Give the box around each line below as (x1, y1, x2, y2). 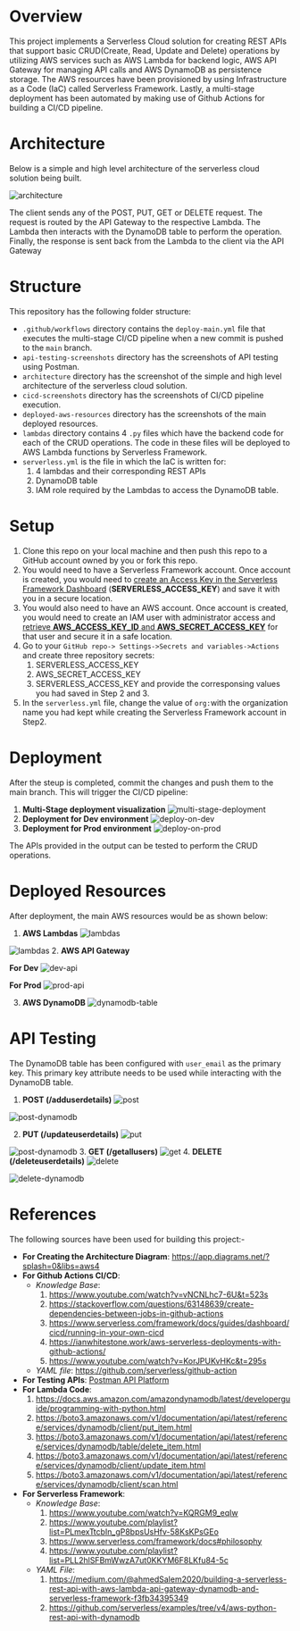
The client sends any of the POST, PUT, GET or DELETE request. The (9, 207, 263, 218)
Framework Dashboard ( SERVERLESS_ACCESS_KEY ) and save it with (21, 583, 280, 594)
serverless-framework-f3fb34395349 (48, 1593, 189, 1603)
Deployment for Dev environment (21, 813, 149, 824)
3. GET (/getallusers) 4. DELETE (79, 1146, 222, 1157)
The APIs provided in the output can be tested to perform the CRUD (9, 840, 259, 850)
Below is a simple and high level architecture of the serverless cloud (9, 163, 261, 173)
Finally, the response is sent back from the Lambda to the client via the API (9, 235, 284, 247)
